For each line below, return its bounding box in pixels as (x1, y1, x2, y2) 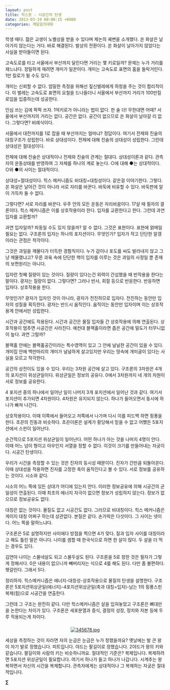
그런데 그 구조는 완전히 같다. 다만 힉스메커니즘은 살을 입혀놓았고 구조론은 (5, 601, 149, 607)
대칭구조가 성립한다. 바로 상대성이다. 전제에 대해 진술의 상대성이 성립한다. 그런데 (5, 137, 164, 143)
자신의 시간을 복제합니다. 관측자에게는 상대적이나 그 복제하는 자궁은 (22, 663, 156, 669)
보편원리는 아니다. (10, 261, 46, 267)
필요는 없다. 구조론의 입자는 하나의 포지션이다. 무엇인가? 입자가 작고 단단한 (5, 231, 152, 237)
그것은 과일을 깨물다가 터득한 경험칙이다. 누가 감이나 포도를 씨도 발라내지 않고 (5, 248, 158, 254)
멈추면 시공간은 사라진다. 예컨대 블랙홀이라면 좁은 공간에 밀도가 (22, 325, 148, 331)
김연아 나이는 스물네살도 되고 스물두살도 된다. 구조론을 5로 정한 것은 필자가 (5, 554, 153, 560)
